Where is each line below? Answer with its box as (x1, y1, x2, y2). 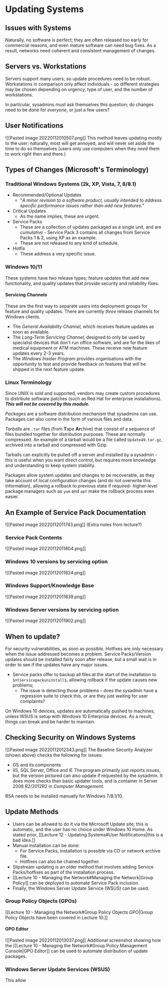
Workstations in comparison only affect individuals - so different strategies (5, 81, 159, 87)
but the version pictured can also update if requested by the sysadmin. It (12, 772, 163, 778)
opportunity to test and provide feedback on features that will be (12, 361, 146, 367)
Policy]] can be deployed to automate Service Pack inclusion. (12, 880, 139, 886)
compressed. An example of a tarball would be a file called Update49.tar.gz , (5, 437, 163, 443)
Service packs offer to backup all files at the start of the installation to (12, 671, 156, 677)
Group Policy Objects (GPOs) (5, 898, 77, 905)
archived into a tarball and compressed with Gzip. (5, 442, 108, 448)
